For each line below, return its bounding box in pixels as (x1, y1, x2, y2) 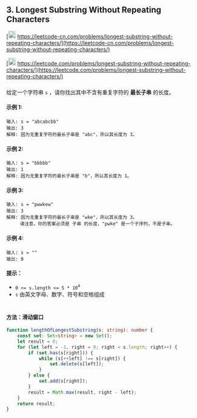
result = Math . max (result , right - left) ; (28, 389, 137, 396)
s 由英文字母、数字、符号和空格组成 (15, 291, 105, 298)
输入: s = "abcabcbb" (6, 118, 59, 125)
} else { (28, 372, 50, 379)
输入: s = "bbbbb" (6, 160, 51, 166)
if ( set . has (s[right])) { (28, 349, 94, 356)
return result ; (17, 400, 56, 406)
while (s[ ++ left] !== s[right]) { (38, 355, 126, 361)
